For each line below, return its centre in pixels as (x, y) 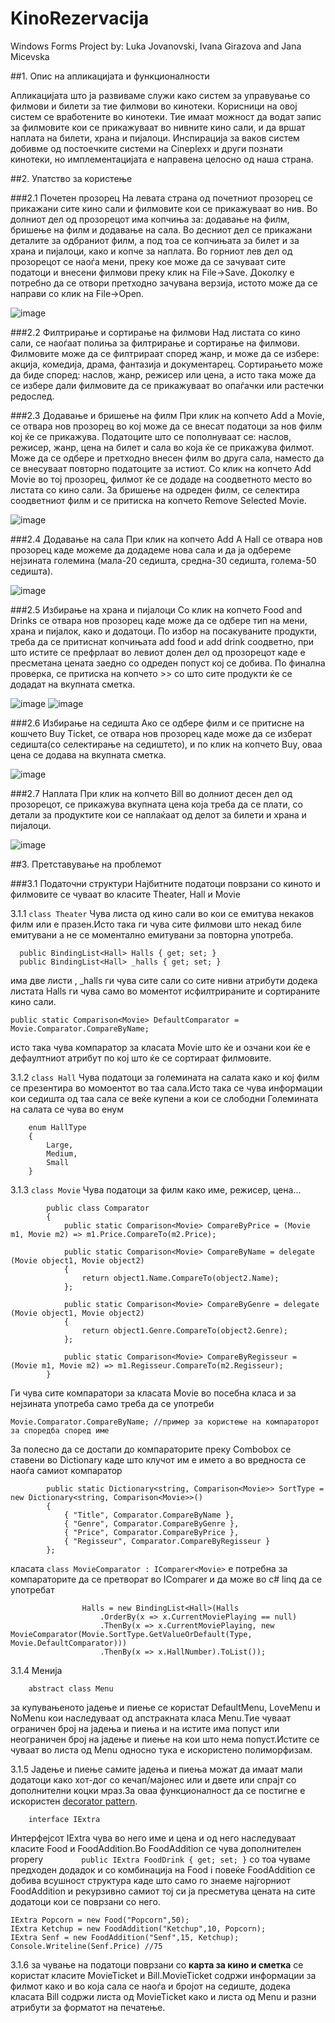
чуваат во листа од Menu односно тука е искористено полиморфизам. (161, 1749)
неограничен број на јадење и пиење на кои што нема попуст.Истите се (165, 1739)
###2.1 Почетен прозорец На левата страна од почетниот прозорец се (161, 198)
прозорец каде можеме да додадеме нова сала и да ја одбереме (151, 549)
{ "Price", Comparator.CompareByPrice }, (151, 1532)
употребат (32, 1589)
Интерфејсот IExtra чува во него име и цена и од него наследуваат (153, 1838)
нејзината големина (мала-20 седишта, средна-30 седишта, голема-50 (163, 560)
